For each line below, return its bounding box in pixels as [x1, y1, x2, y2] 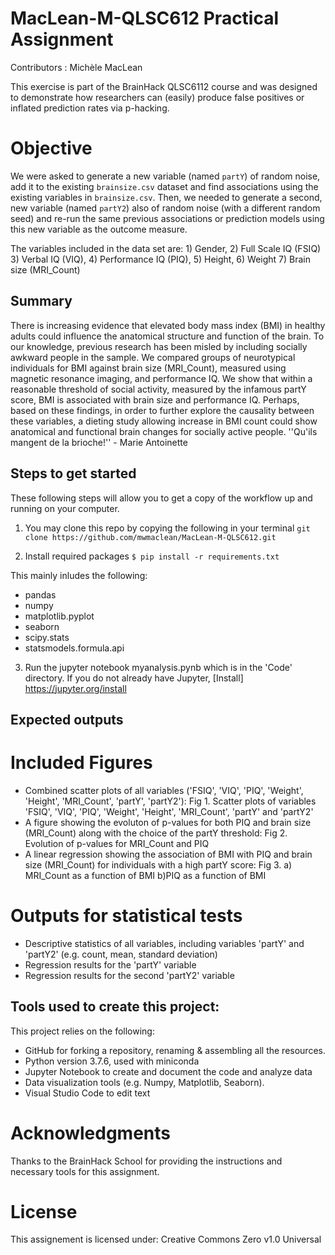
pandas [24, 588, 57, 601]
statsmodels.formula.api [24, 642, 125, 654]
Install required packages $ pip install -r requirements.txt [24, 550, 280, 562]
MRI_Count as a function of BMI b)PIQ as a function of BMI [24, 869, 267, 881]
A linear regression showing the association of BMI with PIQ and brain [24, 848, 313, 860]
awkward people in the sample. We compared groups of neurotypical [10, 351, 296, 363]
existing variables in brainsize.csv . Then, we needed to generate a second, [10, 191, 323, 203]
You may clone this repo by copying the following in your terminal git [24, 522, 311, 534]
